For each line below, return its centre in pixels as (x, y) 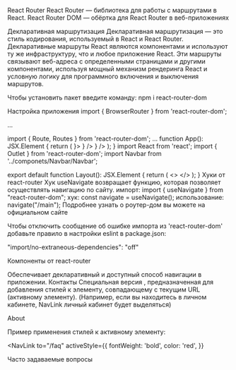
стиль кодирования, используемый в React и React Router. (95, 39)
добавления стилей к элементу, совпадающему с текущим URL (104, 290)
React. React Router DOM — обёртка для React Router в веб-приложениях (118, 18)
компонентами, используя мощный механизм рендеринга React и (107, 69)
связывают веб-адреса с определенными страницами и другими (107, 61)
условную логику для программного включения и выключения (103, 76)
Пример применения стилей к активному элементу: (87, 332)
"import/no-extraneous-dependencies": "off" (73, 247)
